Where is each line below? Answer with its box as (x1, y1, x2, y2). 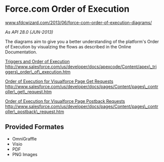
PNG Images (12, 151, 38, 157)
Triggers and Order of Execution (5, 58, 70, 64)
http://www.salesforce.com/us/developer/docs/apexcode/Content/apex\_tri (5, 64, 157, 69)
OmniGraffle (12, 136, 37, 141)
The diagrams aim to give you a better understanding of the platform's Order (5, 38, 159, 45)
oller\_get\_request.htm (5, 89, 52, 94)
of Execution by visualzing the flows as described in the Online (5, 44, 132, 49)
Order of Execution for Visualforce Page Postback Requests (5, 98, 125, 104)
